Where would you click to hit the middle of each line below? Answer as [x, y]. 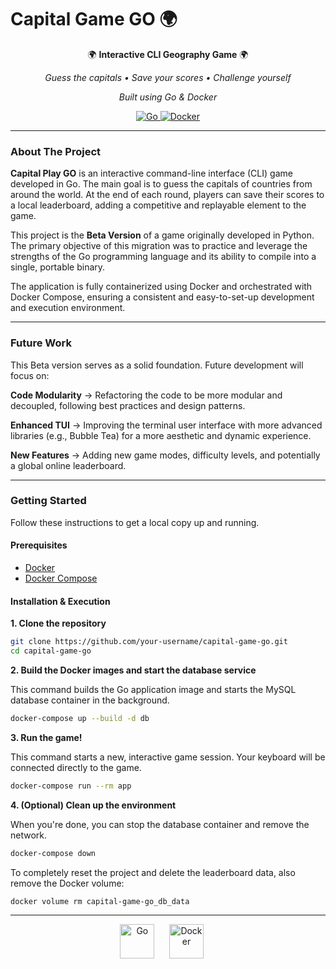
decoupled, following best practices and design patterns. [128, 405]
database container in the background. [90, 700]
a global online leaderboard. [68, 465]
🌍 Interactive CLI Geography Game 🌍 [168, 54]
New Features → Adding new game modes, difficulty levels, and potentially [165, 455]
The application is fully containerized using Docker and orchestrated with [161, 287]
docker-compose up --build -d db [80, 718]
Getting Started [48, 501]
